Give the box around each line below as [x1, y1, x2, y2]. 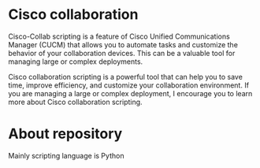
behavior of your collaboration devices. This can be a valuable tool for [8, 48, 236, 58]
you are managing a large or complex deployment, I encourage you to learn [8, 88, 253, 98]
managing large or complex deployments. [8, 57, 143, 66]
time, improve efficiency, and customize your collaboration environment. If [8, 80, 250, 90]
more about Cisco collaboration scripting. [8, 97, 143, 106]
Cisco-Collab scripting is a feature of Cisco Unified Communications [8, 32, 230, 41]
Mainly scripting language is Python [8, 151, 124, 160]
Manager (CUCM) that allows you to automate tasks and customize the [8, 39, 239, 49]
